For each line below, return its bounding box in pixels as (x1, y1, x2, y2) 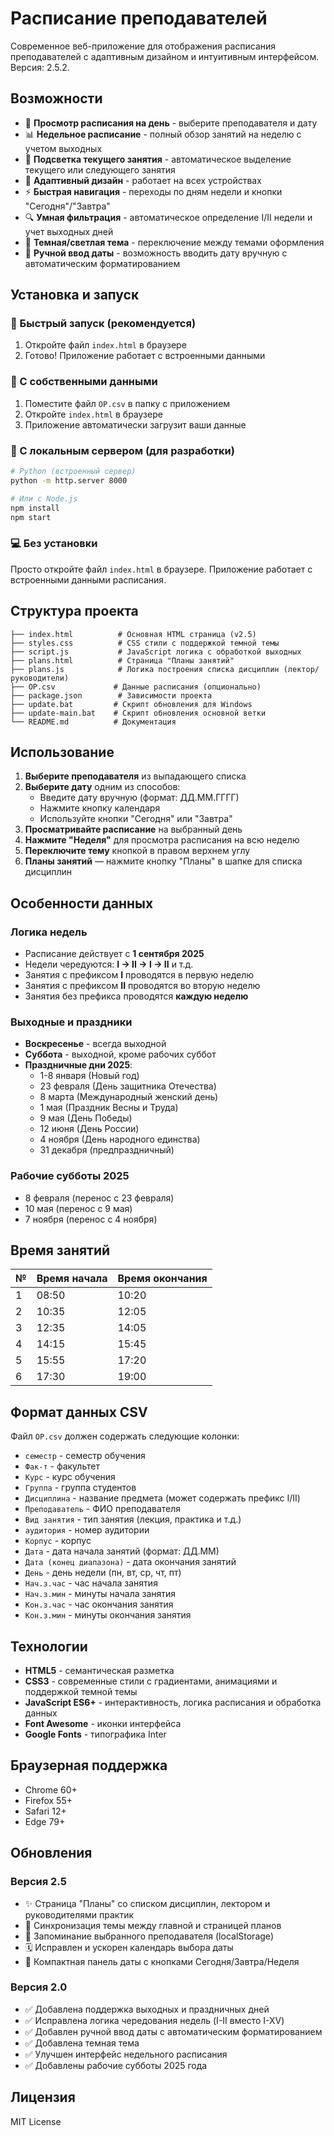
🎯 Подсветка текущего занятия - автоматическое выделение (24, 153, 292, 165)
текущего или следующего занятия (24, 163, 176, 176)
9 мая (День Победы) (39, 1112, 133, 1124)
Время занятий (10, 1242, 111, 1259)
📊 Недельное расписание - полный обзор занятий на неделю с (24, 128, 302, 140)
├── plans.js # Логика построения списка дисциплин (10, 664, 280, 674)
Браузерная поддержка (10, 1757, 168, 1774)
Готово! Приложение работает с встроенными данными (24, 350, 266, 362)
